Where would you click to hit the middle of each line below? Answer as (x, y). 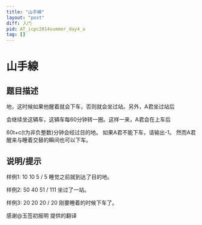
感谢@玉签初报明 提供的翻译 (42, 215)
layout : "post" (25, 18)
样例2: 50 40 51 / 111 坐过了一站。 (48, 190)
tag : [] (16, 35)
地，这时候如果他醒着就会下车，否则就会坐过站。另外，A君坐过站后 (90, 106)
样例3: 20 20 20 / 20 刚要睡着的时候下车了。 (62, 202)
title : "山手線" (25, 12)
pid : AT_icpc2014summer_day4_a (46, 29)
